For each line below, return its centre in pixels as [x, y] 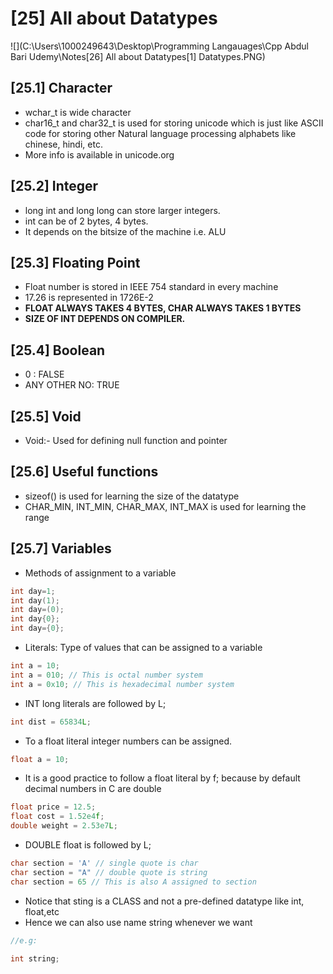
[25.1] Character [61, 88]
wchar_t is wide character [78, 112]
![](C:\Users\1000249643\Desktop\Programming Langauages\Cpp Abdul [159, 46]
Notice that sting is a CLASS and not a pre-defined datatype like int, [164, 901]
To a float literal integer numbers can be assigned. [128, 741]
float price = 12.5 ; [53, 807]
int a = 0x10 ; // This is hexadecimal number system [122, 684]
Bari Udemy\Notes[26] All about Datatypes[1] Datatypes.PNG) [138, 56]
